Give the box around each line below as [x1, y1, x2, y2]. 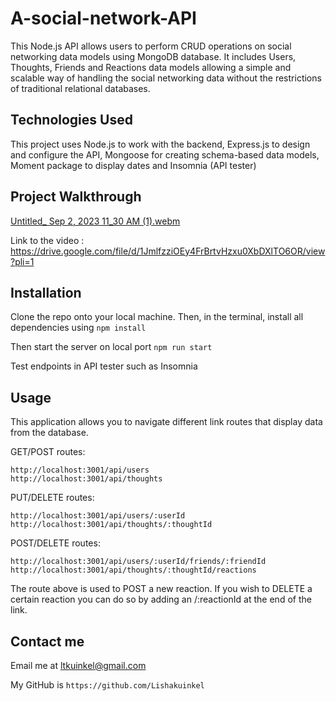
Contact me [10, 633, 85, 650]
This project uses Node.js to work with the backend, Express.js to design [10, 138, 311, 150]
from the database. [10, 427, 89, 439]
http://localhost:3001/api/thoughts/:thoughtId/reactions [10, 565, 257, 576]
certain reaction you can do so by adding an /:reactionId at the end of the [10, 593, 312, 606]
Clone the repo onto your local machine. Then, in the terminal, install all [10, 311, 304, 323]
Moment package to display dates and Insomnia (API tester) [10, 159, 257, 171]
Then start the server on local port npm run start [10, 341, 213, 353]
